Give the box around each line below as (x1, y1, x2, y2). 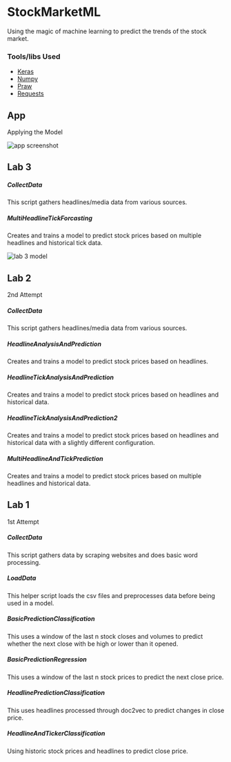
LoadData (7, 574, 37, 582)
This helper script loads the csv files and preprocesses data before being (7, 591, 216, 599)
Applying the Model (7, 128, 63, 136)
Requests (17, 89, 44, 98)
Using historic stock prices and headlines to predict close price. (7, 747, 188, 755)
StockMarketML (7, 4, 101, 20)
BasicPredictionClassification (7, 615, 95, 623)
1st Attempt (7, 517, 39, 526)
